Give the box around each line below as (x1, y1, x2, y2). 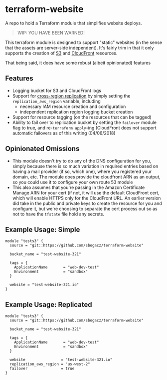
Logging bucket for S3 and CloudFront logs (12, 87, 101, 93)
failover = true (9, 366, 75, 371)
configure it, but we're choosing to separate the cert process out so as (12, 205, 158, 211)
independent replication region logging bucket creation (19, 108, 133, 114)
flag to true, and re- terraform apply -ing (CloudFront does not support (12, 124, 157, 130)
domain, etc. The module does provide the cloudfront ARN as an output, (12, 173, 161, 179)
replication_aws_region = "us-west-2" (9, 361, 91, 367)
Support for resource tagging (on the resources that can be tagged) (12, 114, 152, 120)
